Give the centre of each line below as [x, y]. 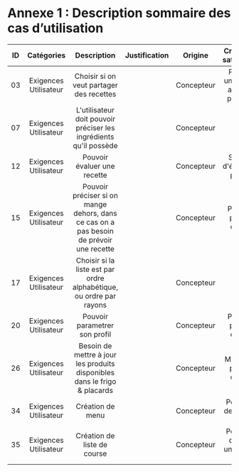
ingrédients [95, 137]
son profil [95, 334]
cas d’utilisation [55, 28]
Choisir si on [95, 76]
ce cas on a [95, 222]
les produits [95, 363]
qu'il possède [95, 145]
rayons [96, 305]
